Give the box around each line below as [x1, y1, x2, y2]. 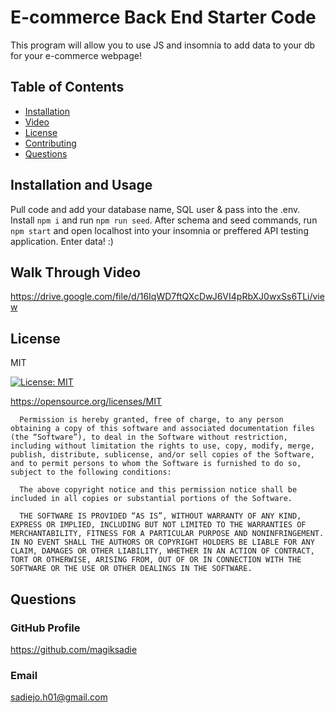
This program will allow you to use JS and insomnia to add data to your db [10, 39, 316, 51]
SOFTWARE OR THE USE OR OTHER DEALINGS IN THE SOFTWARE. [10, 564, 253, 574]
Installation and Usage [10, 177, 153, 194]
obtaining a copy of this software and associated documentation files [10, 424, 315, 434]
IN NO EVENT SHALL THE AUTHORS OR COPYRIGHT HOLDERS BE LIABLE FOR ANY [10, 537, 315, 548]
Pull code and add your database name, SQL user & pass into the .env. [10, 203, 301, 215]
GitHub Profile [10, 621, 81, 635]
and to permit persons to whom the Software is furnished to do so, [10, 459, 302, 469]
